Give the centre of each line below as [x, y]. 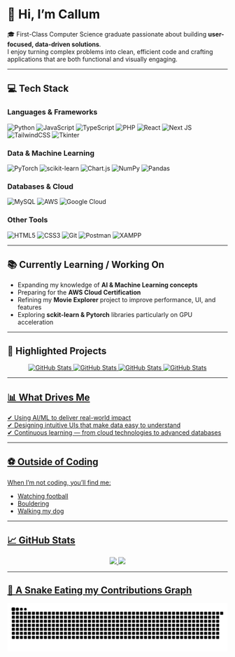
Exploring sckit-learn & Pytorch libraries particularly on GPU [105, 315]
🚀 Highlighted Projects [57, 351]
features [29, 307]
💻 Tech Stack [38, 89]
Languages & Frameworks [52, 112]
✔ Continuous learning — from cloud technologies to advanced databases [114, 432]
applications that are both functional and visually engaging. [93, 59]
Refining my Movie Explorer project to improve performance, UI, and [116, 300]
